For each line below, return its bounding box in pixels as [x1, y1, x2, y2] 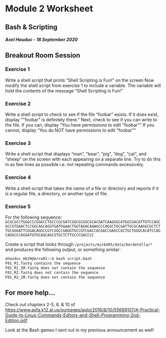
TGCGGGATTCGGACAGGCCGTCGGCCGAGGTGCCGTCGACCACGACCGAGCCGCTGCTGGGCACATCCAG [5, 228, 161, 234]
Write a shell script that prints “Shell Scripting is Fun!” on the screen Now [5, 77, 155, 83]
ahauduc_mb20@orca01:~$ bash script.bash [5, 256, 92, 261]
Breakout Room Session [5, 51, 81, 60]
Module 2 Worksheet [5, 3, 93, 14]
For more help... [5, 288, 55, 297]
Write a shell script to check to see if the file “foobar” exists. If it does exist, [5, 111, 159, 117]
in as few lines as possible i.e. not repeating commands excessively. [5, 162, 145, 168]
